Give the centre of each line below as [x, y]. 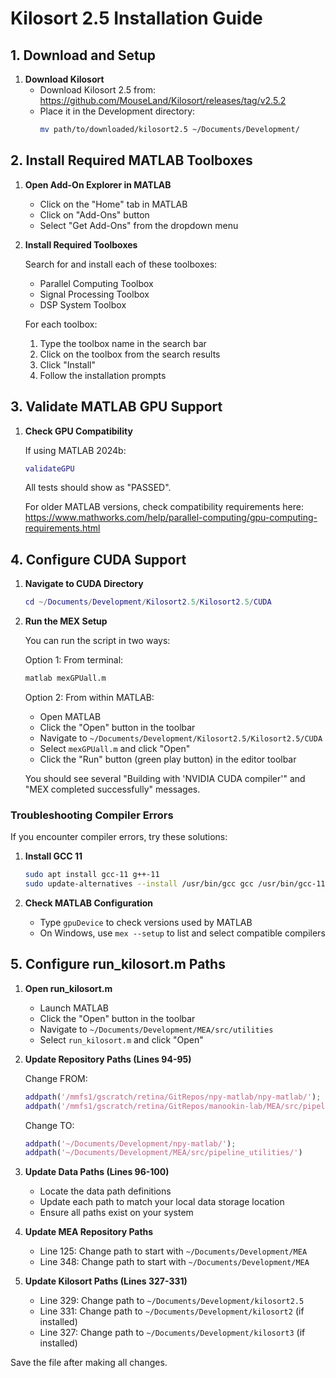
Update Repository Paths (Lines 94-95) [108, 1059]
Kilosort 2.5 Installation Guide [136, 18]
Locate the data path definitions [105, 1191]
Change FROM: [56, 1078]
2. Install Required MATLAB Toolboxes [131, 160]
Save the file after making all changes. [89, 1363]
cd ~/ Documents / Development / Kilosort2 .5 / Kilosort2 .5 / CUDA [148, 602]
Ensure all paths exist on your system [116, 1213]
